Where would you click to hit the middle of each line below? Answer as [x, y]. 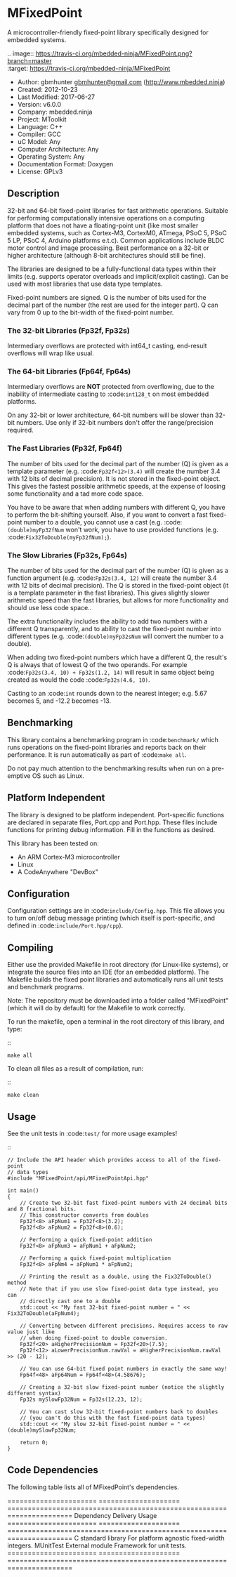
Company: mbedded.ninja [55, 112]
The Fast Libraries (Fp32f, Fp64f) [65, 449]
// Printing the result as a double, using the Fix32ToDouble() [116, 1276]
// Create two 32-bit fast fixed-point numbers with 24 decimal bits [124, 1203]
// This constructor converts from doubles [85, 1215]
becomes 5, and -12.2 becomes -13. [59, 701]
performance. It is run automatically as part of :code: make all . [97, 754]
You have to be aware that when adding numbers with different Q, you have [117, 507]
